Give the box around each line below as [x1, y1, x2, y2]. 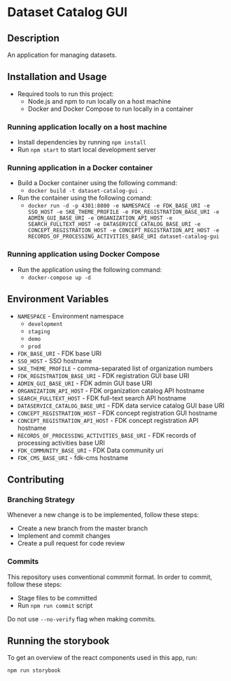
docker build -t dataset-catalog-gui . [27, 187, 145, 195]
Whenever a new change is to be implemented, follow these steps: [7, 511, 199, 519]
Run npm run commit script [17, 601, 93, 609]
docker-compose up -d [27, 274, 91, 281]
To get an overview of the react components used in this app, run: [7, 654, 198, 662]
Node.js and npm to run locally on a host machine [27, 97, 171, 105]
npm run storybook [7, 667, 61, 674]
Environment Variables [7, 293, 109, 305]
